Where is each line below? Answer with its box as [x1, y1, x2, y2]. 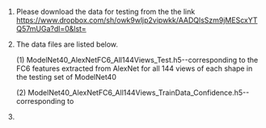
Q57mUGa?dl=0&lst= [15, 24, 87, 33]
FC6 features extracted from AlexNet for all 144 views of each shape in [15, 64, 253, 73]
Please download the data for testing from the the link [15, 7, 196, 16]
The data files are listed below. [15, 39, 119, 49]
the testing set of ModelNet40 [15, 72, 117, 81]
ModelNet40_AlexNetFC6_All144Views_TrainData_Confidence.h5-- [27, 88, 250, 97]
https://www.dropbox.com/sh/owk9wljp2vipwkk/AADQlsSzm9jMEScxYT [15, 15, 258, 25]
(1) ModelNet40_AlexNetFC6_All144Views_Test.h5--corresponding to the [15, 56, 259, 64]
